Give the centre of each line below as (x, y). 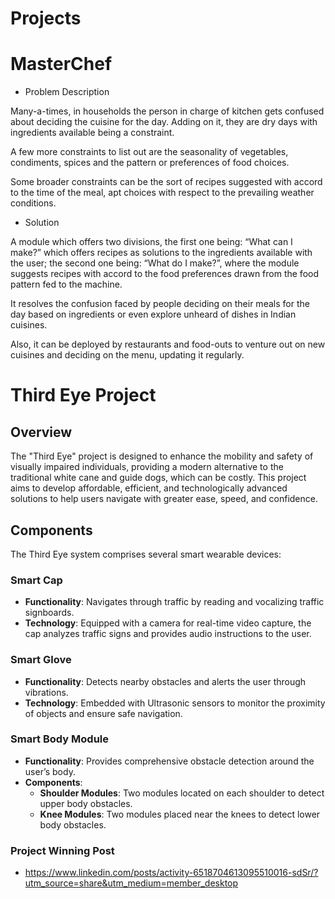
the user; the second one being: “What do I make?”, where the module (155, 263)
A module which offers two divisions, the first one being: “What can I (151, 242)
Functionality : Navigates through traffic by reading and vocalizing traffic (174, 602)
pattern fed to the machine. (66, 284)
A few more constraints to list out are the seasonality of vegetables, (149, 152)
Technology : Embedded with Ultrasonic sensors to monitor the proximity (175, 703)
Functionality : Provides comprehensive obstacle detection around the (169, 761)
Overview (41, 432)
